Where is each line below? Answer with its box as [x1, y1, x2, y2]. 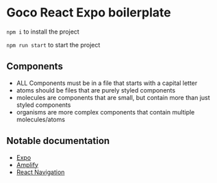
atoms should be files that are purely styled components [16, 86, 176, 94]
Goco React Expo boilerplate [6, 5, 172, 21]
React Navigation [16, 168, 65, 176]
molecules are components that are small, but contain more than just [16, 93, 210, 101]
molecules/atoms [16, 115, 66, 123]
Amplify [16, 160, 39, 169]
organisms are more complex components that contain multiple [16, 108, 195, 116]
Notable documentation [6, 135, 110, 147]
